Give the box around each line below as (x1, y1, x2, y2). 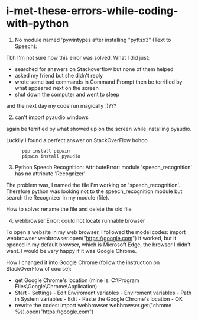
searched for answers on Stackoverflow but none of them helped (14, 65, 174, 72)
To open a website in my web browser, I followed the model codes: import (6, 228, 186, 235)
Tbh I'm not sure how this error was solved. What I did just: (6, 54, 150, 61)
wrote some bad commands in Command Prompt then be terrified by (14, 78, 183, 85)
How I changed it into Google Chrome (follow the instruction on (6, 259, 160, 266)
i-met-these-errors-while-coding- (6, 4, 178, 18)
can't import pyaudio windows (14, 114, 89, 121)
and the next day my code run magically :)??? (6, 102, 117, 109)
